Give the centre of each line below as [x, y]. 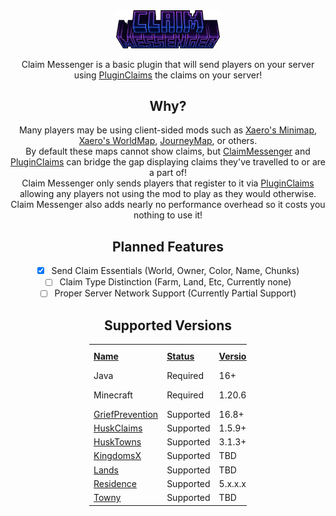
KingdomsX [117, 456]
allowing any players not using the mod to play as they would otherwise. [168, 194]
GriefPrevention [126, 414]
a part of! [168, 173]
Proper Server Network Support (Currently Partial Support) [175, 293]
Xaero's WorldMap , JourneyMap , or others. [168, 141]
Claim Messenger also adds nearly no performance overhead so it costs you [168, 205]
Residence [115, 483]
